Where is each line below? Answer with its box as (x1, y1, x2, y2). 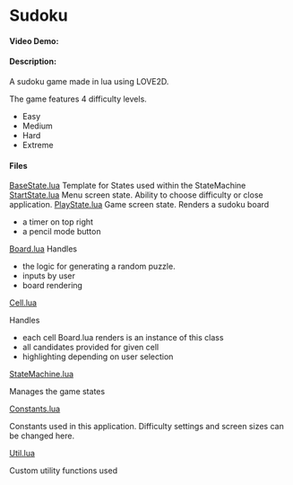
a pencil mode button (22, 226, 101, 237)
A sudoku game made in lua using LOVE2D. (9, 75, 169, 86)
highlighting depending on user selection (22, 351, 174, 362)
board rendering (22, 280, 83, 291)
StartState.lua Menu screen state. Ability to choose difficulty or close (9, 190, 263, 200)
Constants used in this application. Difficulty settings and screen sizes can (9, 421, 284, 432)
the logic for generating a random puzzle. (22, 261, 177, 272)
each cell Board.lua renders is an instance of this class (22, 332, 224, 343)
